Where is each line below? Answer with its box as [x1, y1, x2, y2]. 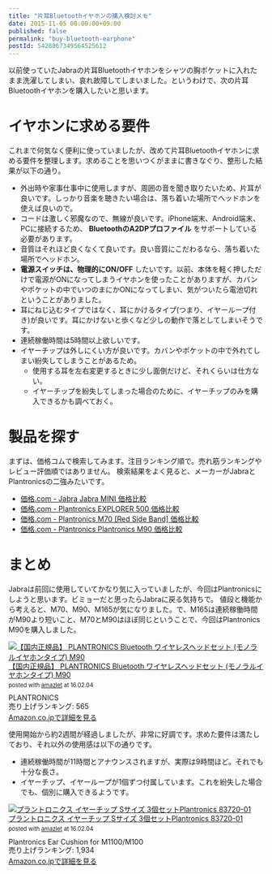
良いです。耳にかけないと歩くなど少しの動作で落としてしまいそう [36, 315, 257, 325]
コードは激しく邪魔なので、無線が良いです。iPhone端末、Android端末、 [19, 214, 261, 223]
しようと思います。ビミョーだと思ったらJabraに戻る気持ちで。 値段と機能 [8, 594, 256, 604]
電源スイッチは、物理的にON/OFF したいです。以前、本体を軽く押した [19, 265, 255, 275]
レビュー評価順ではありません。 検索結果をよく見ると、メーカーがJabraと [8, 466, 257, 476]
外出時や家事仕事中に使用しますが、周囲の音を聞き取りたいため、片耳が [19, 184, 261, 193]
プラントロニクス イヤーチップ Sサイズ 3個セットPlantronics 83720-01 [8, 814, 244, 824]
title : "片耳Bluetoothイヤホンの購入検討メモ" [8, 11, 152, 20]
